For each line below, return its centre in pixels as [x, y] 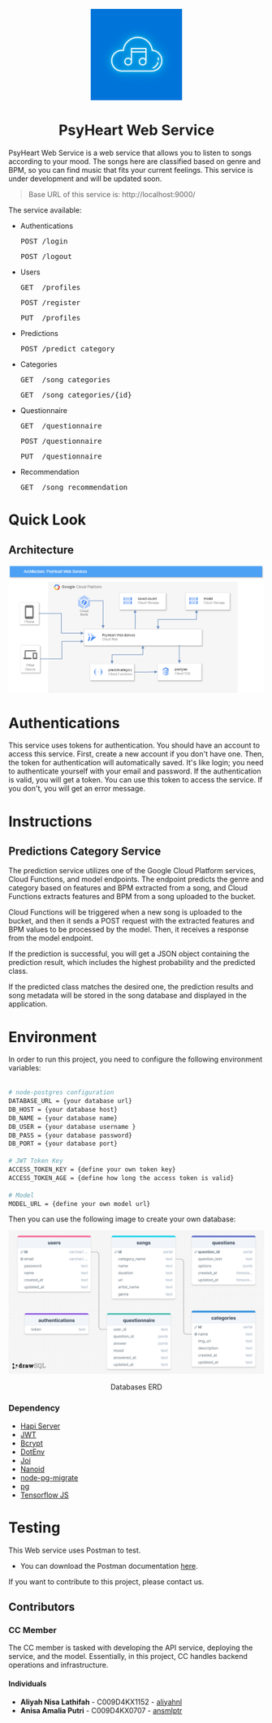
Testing [35, 1527]
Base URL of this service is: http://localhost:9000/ [112, 194]
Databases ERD [136, 1387]
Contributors [42, 1607]
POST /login [44, 241]
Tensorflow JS [44, 1495]
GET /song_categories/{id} [76, 395]
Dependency [35, 1408]
